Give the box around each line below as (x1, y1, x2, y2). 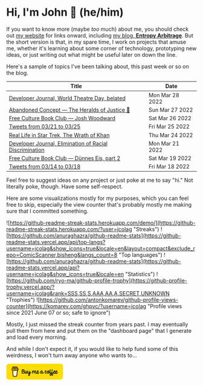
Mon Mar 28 (148, 91, 179, 98)
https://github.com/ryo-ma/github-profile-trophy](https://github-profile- (8, 277, 187, 284)
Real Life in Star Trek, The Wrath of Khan (8, 131, 110, 138)
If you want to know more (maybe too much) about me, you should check (6, 25, 189, 33)
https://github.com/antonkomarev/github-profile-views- (39, 296, 178, 303)
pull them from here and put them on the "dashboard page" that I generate (6, 327, 192, 334)
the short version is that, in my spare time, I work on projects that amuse (6, 38, 186, 45)
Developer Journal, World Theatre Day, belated (8, 95, 126, 102)
